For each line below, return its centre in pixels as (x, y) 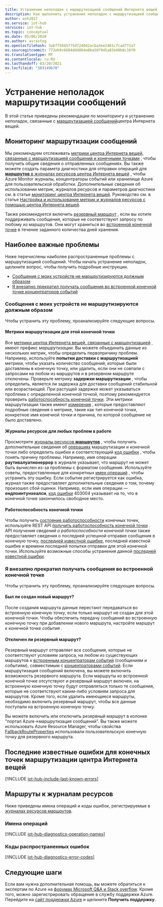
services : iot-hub (24, 28)
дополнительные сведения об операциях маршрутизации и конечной (77, 447)
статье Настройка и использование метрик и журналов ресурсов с (75, 199)
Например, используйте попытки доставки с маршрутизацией (72, 358)
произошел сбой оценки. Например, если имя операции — (66, 488)
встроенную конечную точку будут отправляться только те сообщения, (80, 686)
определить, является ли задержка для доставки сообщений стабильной (81, 384)
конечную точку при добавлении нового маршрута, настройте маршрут (80, 623)
